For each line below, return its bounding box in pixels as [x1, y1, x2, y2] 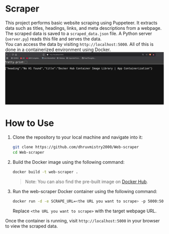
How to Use [5, 118, 54, 129]
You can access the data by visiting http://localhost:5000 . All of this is [5, 41, 154, 47]
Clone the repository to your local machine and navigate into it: [12, 134, 143, 140]
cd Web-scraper [12, 150, 45, 155]
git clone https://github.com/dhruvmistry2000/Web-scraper [12, 145, 139, 150]
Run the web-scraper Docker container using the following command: [12, 188, 157, 194]
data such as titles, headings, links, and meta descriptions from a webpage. [5, 25, 162, 31]
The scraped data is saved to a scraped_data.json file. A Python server [5, 30, 152, 36]
